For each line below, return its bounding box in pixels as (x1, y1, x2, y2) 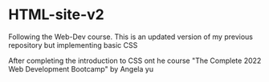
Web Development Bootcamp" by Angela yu (8, 64, 154, 73)
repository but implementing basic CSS (8, 40, 138, 49)
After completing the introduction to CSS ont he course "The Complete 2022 (8, 56, 262, 65)
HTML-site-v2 (8, 6, 104, 24)
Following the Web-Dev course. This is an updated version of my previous (8, 32, 253, 41)
